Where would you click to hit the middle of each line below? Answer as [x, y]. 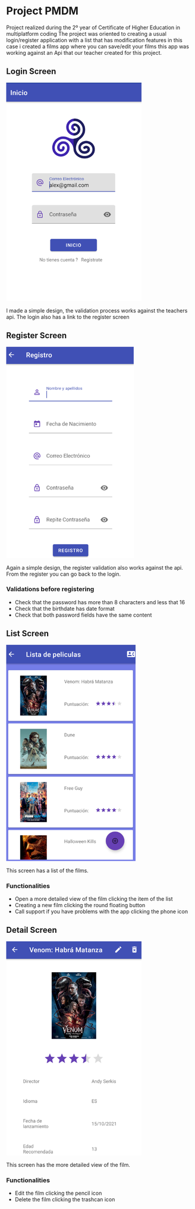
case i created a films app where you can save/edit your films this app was [97, 46]
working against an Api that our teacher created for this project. [84, 52]
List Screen [28, 634]
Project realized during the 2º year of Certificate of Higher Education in [93, 27]
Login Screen [31, 72]
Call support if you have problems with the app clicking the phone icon [101, 911]
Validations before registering [50, 589]
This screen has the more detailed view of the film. [68, 1164]
